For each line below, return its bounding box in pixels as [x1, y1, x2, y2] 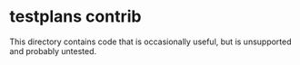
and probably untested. [9, 45, 97, 56]
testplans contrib [9, 6, 142, 27]
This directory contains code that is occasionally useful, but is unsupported [9, 36, 293, 47]
